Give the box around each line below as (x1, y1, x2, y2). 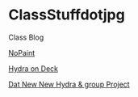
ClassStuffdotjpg (8, 6, 125, 24)
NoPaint (8, 48, 35, 57)
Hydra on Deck (8, 63, 59, 74)
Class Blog (8, 32, 44, 42)
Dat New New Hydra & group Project (8, 79, 131, 89)
